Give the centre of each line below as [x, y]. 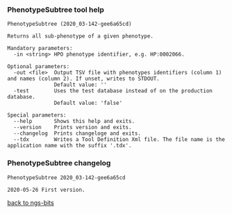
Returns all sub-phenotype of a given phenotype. [81, 36]
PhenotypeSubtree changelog [59, 163]
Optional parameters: [39, 67]
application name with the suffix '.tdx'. [69, 146]
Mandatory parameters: [40, 49]
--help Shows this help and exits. [74, 122]
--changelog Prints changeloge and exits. [77, 133]
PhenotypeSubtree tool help [56, 10]
